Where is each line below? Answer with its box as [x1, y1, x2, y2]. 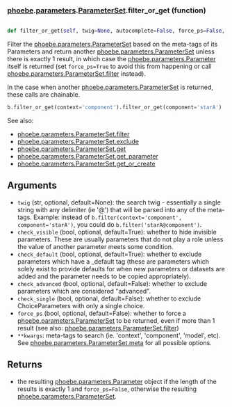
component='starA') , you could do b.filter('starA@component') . [17, 220, 202, 228]
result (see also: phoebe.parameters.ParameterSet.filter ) [17, 324, 179, 332]
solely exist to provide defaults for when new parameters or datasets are [17, 264, 226, 273]
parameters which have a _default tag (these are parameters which [17, 257, 210, 266]
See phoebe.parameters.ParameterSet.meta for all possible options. [17, 338, 212, 346]
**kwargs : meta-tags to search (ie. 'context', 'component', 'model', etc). [17, 331, 221, 340]
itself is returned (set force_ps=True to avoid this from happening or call [7, 62, 212, 71]
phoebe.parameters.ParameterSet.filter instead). [7, 70, 146, 78]
